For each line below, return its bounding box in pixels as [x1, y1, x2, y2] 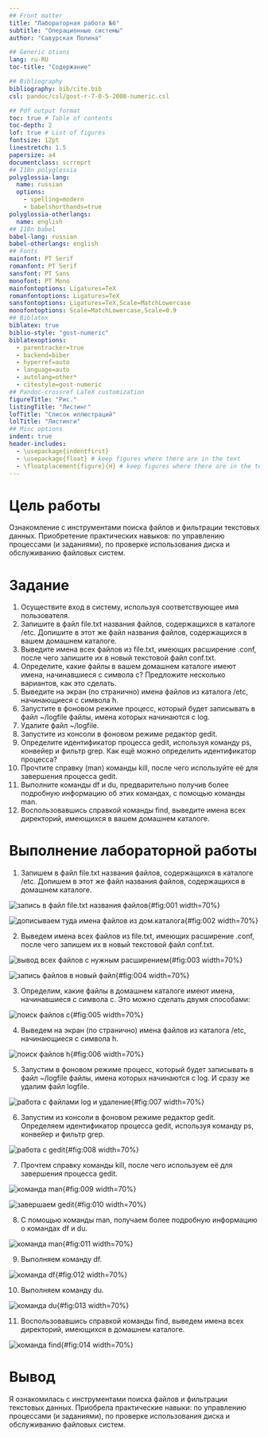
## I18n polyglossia [9, 166, 78, 174]
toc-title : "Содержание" [9, 63, 91, 72]
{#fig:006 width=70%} [69, 1049, 145, 1059]
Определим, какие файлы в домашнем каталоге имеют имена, [20, 986, 235, 996]
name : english [16, 217, 63, 225]
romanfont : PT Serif [9, 262, 78, 270]
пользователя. [20, 611, 70, 621]
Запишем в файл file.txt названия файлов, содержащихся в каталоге [20, 868, 254, 878]
